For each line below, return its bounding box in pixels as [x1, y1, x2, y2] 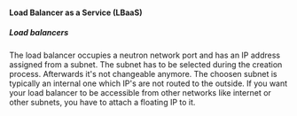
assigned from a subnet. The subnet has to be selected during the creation [9, 58, 283, 70]
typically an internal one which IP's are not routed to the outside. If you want [9, 78, 288, 89]
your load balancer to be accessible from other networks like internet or [9, 87, 272, 97]
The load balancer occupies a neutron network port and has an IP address [9, 50, 281, 60]
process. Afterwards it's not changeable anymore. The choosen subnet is [9, 68, 277, 79]
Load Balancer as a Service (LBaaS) [9, 7, 143, 18]
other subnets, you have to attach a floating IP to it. [9, 97, 196, 107]
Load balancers [9, 27, 69, 38]
